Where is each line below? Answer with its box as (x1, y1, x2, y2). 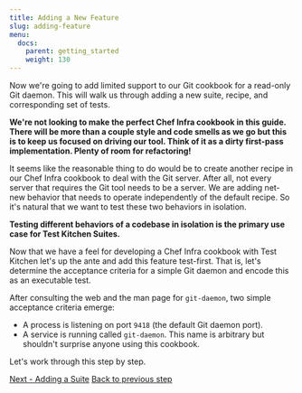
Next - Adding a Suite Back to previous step (9, 374, 173, 384)
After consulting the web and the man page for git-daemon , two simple (9, 293, 271, 303)
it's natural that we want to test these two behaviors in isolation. (9, 201, 247, 212)
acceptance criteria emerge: (9, 302, 115, 313)
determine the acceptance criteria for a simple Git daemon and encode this (9, 266, 289, 276)
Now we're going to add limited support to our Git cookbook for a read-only (9, 80, 291, 90)
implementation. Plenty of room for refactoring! (9, 145, 192, 156)
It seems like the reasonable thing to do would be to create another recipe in (9, 164, 294, 173)
